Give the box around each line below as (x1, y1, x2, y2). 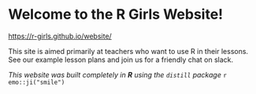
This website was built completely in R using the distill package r (8, 70, 227, 79)
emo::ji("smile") (8, 78, 65, 86)
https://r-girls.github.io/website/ (8, 31, 112, 41)
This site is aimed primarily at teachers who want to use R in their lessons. (8, 46, 249, 56)
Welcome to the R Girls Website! (8, 5, 224, 23)
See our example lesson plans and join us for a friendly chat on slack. (8, 55, 234, 64)
